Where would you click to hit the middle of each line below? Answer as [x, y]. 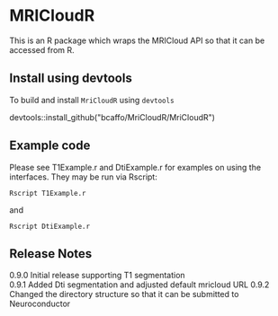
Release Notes [51, 254]
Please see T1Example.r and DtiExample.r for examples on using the [135, 167]
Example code [50, 146]
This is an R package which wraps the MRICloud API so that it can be [137, 40]
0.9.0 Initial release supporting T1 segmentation [98, 276]
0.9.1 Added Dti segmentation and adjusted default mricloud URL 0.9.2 [139, 285]
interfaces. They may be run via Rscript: [83, 177]
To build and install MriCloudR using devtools [92, 100]
